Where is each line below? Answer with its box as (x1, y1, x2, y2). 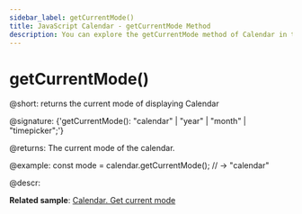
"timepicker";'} (9, 125, 65, 136)
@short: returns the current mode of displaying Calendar (9, 98, 219, 109)
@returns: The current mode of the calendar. (9, 143, 175, 154)
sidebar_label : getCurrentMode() (9, 13, 135, 22)
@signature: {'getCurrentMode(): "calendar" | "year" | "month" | (9, 116, 247, 127)
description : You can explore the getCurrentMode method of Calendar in (9, 30, 288, 39)
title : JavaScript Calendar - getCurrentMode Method (9, 22, 211, 31)
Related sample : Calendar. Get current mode (9, 195, 176, 206)
